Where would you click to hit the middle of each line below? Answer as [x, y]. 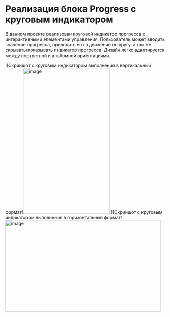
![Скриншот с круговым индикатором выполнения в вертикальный [78, 65]
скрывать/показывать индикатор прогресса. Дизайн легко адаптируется [85, 50]
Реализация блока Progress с [71, 9]
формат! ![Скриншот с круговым [84, 212]
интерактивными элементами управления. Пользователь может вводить [85, 39]
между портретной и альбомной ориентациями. [58, 55]
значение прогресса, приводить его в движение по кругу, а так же [78, 44]
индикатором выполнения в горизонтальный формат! [64, 217]
